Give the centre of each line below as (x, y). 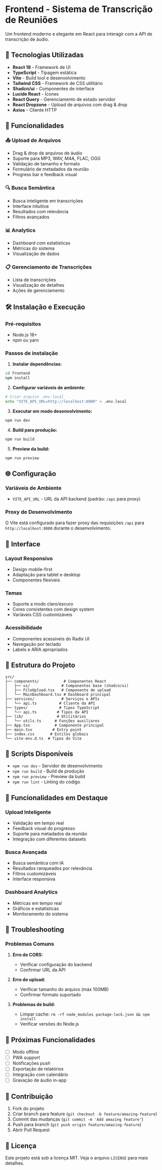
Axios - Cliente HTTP (35, 110)
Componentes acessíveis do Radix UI (51, 639)
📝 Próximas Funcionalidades (50, 1040)
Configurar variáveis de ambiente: (49, 388)
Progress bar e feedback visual (45, 175)
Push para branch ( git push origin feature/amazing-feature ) (77, 1125)
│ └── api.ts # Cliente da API (50, 703)
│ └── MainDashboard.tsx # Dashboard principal (58, 694)
